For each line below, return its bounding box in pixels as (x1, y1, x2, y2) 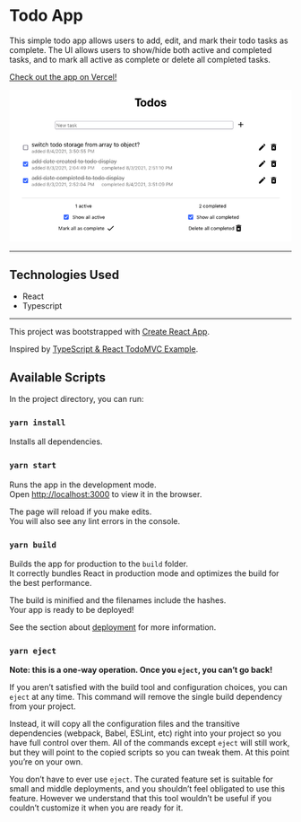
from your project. (9, 701, 76, 712)
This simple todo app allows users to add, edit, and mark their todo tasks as (9, 35, 288, 46)
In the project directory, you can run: (9, 394, 144, 405)
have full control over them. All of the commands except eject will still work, (9, 738, 290, 748)
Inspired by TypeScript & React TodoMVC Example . (9, 344, 199, 354)
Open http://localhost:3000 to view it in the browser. (9, 488, 202, 499)
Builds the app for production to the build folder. (9, 558, 189, 570)
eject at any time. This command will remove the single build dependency (9, 692, 283, 703)
